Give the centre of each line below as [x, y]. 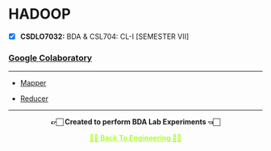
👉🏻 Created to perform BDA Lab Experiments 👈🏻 [135, 122]
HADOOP [40, 14]
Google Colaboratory [50, 57]
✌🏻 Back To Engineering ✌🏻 [135, 138]
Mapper [33, 83]
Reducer [34, 99]
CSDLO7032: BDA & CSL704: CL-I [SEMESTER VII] [104, 36]
